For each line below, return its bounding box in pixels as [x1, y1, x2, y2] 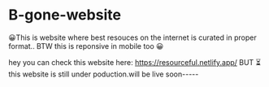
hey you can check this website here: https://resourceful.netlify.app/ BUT [8, 57, 254, 67]
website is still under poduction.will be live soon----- [22, 69, 199, 79]
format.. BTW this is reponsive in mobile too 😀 [8, 41, 164, 50]
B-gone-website [8, 6, 122, 24]
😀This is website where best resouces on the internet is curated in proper [8, 33, 258, 42]
